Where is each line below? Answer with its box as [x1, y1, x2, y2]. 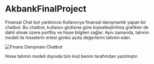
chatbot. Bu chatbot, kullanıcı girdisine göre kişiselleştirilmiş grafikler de [5, 24, 149, 30]
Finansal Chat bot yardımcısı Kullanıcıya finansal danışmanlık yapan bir [5, 19, 147, 25]
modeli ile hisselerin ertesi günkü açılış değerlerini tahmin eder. [5, 35, 131, 40]
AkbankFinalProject [5, 3, 86, 14]
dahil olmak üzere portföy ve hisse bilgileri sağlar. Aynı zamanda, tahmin [5, 29, 150, 35]
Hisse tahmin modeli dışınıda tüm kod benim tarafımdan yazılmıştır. [5, 53, 138, 59]
